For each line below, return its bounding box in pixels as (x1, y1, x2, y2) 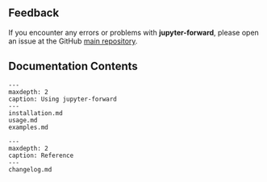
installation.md (8, 109, 63, 117)
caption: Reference (8, 151, 74, 159)
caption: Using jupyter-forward (8, 95, 117, 103)
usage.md (8, 116, 38, 124)
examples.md (8, 123, 48, 131)
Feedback (8, 6, 60, 20)
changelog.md (8, 165, 52, 173)
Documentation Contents (8, 60, 139, 73)
